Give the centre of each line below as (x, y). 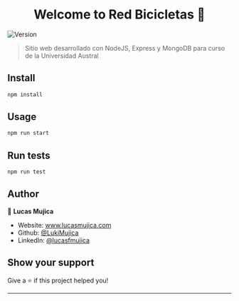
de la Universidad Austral (62, 56)
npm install (25, 95)
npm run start (28, 133)
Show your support (51, 263)
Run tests (29, 155)
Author (23, 194)
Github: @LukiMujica (48, 233)
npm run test (27, 172)
